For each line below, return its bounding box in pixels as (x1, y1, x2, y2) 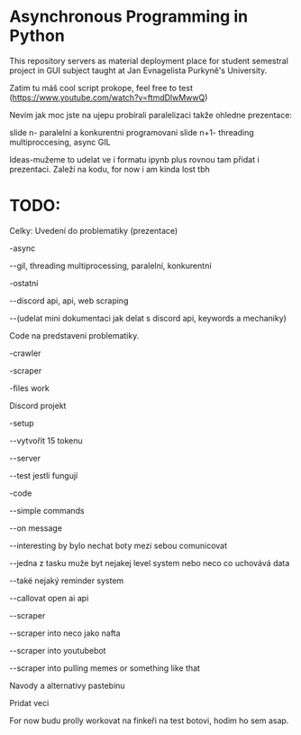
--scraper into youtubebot (9, 645, 106, 656)
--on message (9, 522, 63, 534)
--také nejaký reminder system (9, 575, 124, 586)
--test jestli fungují (9, 470, 78, 480)
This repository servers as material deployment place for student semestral (9, 55, 288, 66)
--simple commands (9, 505, 85, 516)
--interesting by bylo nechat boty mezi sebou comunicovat (9, 540, 228, 551)
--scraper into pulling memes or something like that (9, 662, 201, 674)
